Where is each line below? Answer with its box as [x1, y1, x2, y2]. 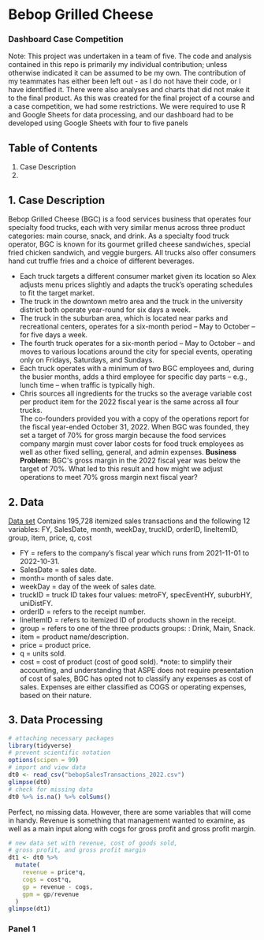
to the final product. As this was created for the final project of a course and [8, 93, 255, 103]
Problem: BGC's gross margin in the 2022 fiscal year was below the [19, 455, 241, 466]
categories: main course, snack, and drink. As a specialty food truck [8, 231, 230, 241]
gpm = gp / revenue [22, 890, 80, 898]
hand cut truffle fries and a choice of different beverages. [8, 256, 195, 266]
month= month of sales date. [19, 573, 114, 582]
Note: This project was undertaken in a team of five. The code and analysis [8, 51, 252, 61]
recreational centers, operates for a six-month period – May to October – [19, 321, 256, 332]
